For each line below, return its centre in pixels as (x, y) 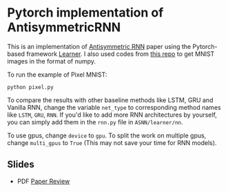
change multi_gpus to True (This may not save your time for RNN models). (112, 142)
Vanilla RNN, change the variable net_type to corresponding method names (114, 107)
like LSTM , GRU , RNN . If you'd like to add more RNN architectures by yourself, (112, 115)
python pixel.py (30, 87)
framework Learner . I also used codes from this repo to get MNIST (121, 54)
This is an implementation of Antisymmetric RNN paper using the (99, 46)
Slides (21, 165)
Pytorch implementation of (85, 13)
